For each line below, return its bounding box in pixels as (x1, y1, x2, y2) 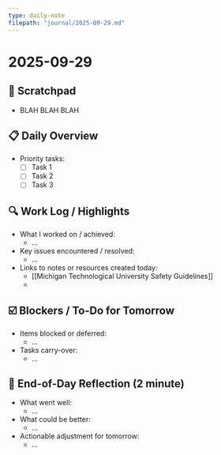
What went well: (19, 397, 73, 407)
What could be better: (19, 414, 91, 423)
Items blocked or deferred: (19, 329, 107, 338)
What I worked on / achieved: (19, 230, 116, 239)
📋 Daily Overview (8, 129, 99, 142)
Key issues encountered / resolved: (19, 246, 135, 256)
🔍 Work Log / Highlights (8, 205, 130, 218)
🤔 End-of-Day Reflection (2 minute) (8, 377, 185, 390)
